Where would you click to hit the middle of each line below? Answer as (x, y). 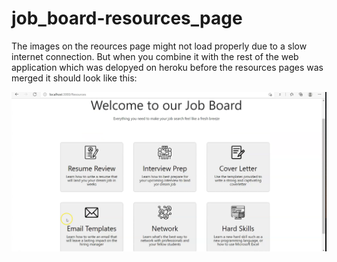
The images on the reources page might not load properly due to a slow (159, 46)
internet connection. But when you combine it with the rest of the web (155, 56)
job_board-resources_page (127, 18)
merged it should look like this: (74, 78)
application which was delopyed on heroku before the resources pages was (167, 67)
